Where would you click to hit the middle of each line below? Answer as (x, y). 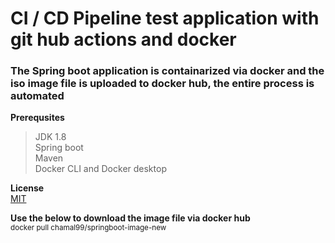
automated (37, 96)
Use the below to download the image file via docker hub (130, 218)
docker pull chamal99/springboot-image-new (88, 228)
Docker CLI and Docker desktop (100, 169)
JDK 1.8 (50, 137)
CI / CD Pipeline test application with (165, 18)
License (27, 188)
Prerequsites (37, 118)
